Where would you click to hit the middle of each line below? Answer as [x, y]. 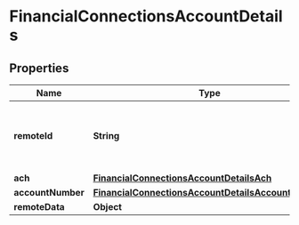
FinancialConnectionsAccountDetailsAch [182, 178]
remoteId [33, 136]
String [106, 136]
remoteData [39, 207]
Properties [39, 68]
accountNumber [49, 193]
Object [108, 207]
